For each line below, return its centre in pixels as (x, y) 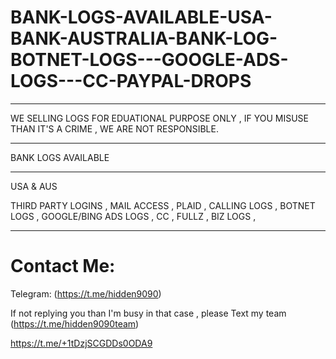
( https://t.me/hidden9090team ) (75, 323)
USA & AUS (34, 186)
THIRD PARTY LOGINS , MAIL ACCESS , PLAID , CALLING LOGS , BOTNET (163, 205)
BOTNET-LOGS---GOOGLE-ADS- (149, 60)
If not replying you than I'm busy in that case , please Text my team (148, 313)
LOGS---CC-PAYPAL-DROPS (131, 81)
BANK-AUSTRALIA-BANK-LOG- (144, 38)
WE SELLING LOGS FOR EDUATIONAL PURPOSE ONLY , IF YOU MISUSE (159, 118)
